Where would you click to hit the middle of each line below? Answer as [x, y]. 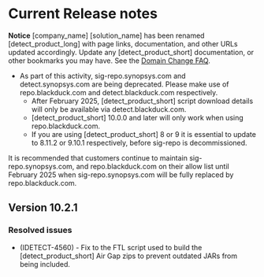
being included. [45, 264]
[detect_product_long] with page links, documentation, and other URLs [123, 43]
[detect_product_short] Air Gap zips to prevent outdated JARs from [128, 256]
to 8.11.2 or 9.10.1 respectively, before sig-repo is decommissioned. [139, 142]
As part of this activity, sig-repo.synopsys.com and [103, 76]
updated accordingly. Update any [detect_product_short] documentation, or [131, 52]
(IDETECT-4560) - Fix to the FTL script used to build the [111, 247]
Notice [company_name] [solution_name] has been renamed [106, 35]
